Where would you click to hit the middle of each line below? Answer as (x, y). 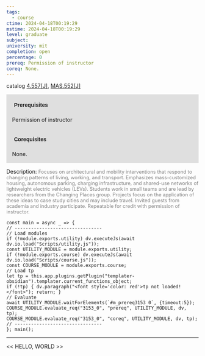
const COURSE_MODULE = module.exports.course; (67, 266)
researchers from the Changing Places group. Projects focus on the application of (100, 195)
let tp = (17, 276)
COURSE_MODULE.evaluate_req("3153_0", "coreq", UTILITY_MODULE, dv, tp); (102, 319)
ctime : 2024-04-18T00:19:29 (42, 23)
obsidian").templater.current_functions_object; (69, 282)
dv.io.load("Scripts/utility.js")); (53, 244)
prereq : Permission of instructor (50, 63)
